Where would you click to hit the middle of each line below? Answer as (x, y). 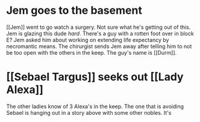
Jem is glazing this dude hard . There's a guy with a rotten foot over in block (100, 33)
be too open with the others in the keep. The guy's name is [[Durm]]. (92, 52)
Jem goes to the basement (74, 11)
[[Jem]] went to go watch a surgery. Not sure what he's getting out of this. (98, 27)
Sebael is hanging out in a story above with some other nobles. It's (89, 112)
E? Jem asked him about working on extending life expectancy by (88, 40)
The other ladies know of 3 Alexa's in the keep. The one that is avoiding (95, 106)
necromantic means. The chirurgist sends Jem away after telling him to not (99, 46)
